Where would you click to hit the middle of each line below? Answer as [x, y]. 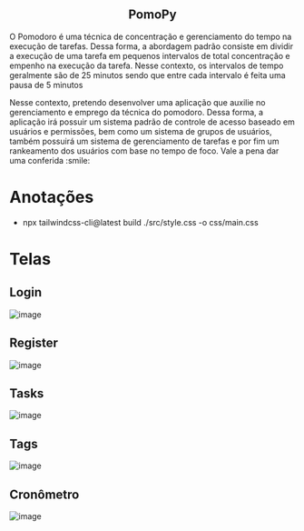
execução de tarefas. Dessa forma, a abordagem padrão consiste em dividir [151, 46]
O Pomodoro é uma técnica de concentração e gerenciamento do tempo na [151, 36]
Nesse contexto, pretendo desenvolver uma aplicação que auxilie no [137, 102]
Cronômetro [44, 494]
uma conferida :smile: [50, 160]
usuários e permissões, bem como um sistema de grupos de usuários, [141, 131]
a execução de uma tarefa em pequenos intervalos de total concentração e [150, 55]
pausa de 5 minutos [46, 85]
